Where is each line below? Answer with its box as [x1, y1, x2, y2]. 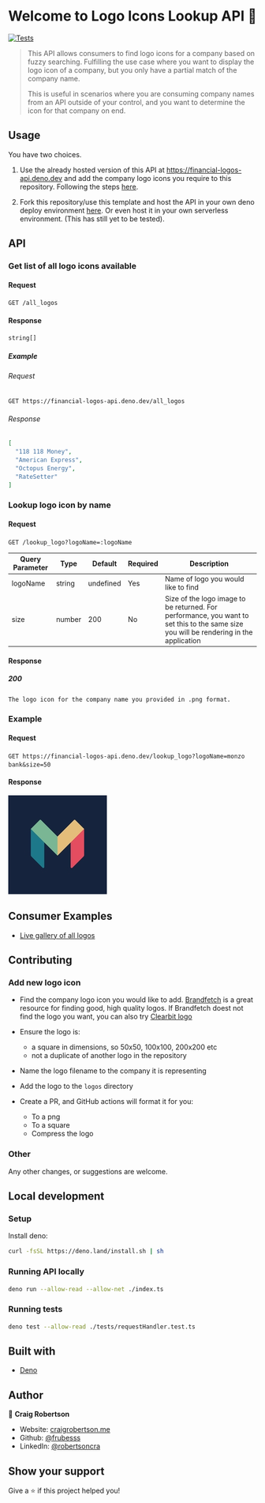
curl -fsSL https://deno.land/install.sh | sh [8, 1248, 164, 1256]
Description [188, 559, 230, 568]
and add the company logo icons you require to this [64, 173, 232, 183]
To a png [31, 1112, 61, 1121]
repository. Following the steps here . [19, 182, 139, 191]
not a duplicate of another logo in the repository [31, 1051, 187, 1060]
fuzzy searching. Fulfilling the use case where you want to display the [27, 57, 255, 66]
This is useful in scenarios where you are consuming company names [27, 89, 255, 98]
